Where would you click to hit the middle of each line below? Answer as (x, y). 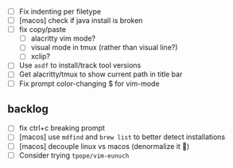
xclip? (41, 57)
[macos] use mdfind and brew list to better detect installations (122, 137)
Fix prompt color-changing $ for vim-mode (89, 84)
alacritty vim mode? (63, 38)
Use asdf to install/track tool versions (80, 65)
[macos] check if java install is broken (81, 21)
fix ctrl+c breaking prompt (62, 128)
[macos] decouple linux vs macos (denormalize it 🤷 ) (104, 146)
